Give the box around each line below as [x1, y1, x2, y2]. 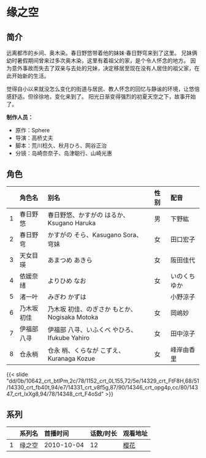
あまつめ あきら [47, 255, 93, 264]
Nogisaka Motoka [47, 313, 99, 321]
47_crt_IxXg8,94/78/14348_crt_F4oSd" [6, 390, 104, 397]
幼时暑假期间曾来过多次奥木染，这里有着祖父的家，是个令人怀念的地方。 [6, 57, 189, 64]
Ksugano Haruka [47, 219, 96, 227]
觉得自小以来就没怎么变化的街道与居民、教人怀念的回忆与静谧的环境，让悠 [6, 85, 194, 92]
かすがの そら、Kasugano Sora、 [47, 230, 143, 239]
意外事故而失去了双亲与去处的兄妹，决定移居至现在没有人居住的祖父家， [11, 65, 194, 72]
